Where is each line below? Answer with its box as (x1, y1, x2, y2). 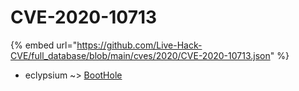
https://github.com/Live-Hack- (76, 39, 203, 51)
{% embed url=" (10, 39, 78, 51)
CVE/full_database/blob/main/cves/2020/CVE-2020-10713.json (10, 49, 271, 61)
